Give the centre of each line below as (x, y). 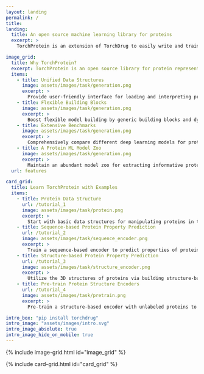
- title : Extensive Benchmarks (56, 125)
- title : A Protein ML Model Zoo (59, 148)
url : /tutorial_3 (44, 261)
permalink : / (22, 18)
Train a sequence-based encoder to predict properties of (103, 250)
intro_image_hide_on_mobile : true (50, 335)
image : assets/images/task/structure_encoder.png (86, 267)
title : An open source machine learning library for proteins (92, 35)
